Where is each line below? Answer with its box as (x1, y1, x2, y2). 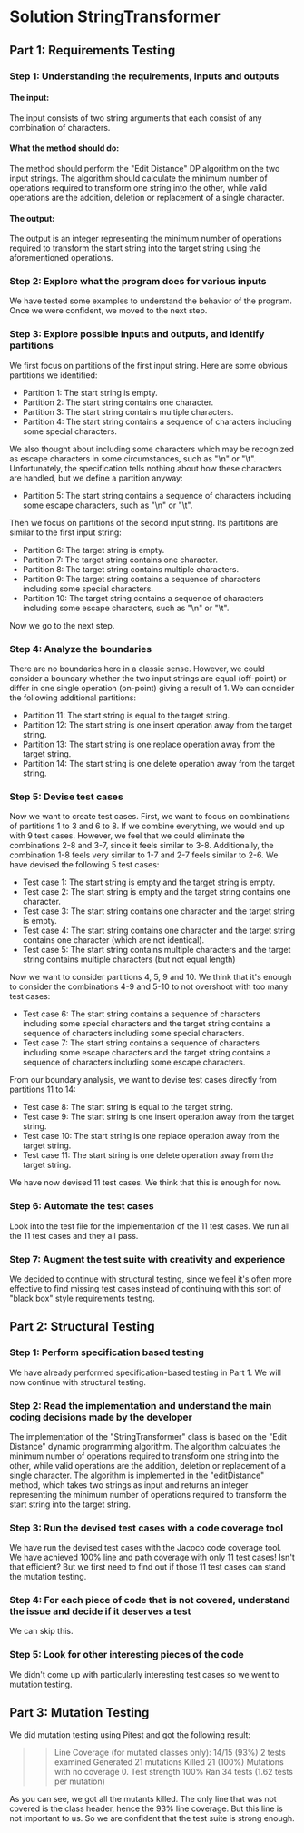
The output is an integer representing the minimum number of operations (9, 233, 283, 244)
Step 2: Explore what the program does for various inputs (9, 275, 267, 288)
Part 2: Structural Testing (9, 1319, 156, 1334)
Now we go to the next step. (9, 619, 115, 630)
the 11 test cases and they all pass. (9, 1230, 139, 1241)
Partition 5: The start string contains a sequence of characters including (22, 490, 292, 500)
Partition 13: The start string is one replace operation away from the (22, 738, 275, 749)
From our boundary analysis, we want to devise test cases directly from (9, 1075, 277, 1085)
